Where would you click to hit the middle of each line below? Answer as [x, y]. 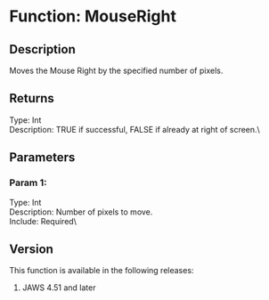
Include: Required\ [43, 221]
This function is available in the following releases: [102, 271]
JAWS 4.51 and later [59, 288]
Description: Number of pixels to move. [81, 212]
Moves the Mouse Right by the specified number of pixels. [116, 70]
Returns [32, 98]
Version [31, 249]
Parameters [42, 158]
